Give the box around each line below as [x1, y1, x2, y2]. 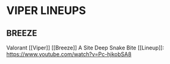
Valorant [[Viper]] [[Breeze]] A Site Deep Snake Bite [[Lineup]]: [6, 44, 164, 51]
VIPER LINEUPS [6, 4, 86, 18]
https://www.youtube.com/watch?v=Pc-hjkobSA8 [6, 51, 131, 58]
